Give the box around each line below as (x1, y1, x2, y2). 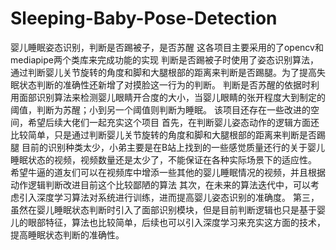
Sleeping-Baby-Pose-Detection (10, 7, 278, 30)
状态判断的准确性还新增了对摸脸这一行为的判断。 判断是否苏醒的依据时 (18, 78, 311, 91)
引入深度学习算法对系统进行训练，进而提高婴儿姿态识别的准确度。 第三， (18, 191, 320, 203)
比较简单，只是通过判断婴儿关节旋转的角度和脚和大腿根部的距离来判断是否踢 (10, 128, 326, 141)
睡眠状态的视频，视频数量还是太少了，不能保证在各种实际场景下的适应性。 (10, 153, 317, 166)
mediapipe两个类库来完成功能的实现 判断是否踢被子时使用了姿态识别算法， (10, 53, 319, 66)
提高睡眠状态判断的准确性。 (10, 228, 125, 241)
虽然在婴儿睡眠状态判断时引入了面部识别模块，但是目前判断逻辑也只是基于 (10, 203, 317, 216)
